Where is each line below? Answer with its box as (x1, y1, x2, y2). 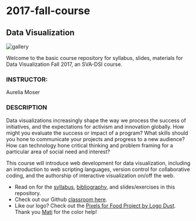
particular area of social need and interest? (6, 148, 110, 155)
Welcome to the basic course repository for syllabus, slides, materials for (6, 55, 184, 61)
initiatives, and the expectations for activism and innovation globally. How (6, 123, 184, 130)
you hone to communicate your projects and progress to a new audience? (6, 135, 185, 142)
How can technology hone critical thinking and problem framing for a (6, 142, 174, 149)
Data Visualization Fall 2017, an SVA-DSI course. (6, 61, 122, 68)
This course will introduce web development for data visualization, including (6, 159, 191, 166)
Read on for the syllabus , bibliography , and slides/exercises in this (14, 183, 175, 190)
